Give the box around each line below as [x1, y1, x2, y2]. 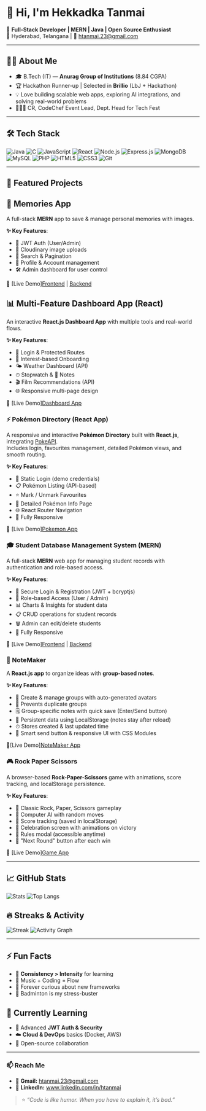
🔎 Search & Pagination [15, 252, 72, 260]
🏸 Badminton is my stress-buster [15, 990, 98, 997]
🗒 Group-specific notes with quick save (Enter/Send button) [15, 708, 167, 715]
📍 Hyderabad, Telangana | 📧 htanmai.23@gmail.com [6, 32, 139, 39]
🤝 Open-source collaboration [15, 1040, 89, 1047]
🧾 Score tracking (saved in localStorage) [15, 817, 118, 825]
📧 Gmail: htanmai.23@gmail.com [15, 1077, 99, 1085]
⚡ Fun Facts [6, 951, 52, 961]
